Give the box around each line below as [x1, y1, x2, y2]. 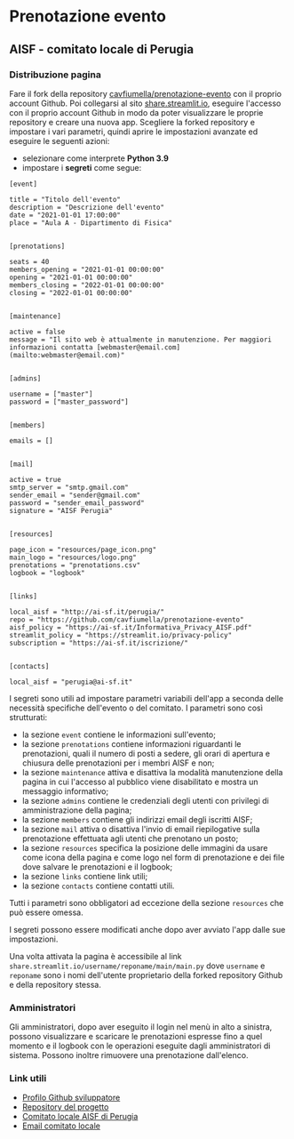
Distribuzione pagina [9, 68, 102, 81]
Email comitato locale [21, 1120, 100, 1131]
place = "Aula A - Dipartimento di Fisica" [9, 218, 173, 228]
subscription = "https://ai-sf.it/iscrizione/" [9, 638, 189, 647]
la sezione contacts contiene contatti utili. [21, 880, 175, 891]
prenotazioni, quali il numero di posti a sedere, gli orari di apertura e [21, 748, 271, 758]
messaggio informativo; [21, 785, 109, 797]
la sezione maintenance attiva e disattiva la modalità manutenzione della [21, 766, 283, 777]
